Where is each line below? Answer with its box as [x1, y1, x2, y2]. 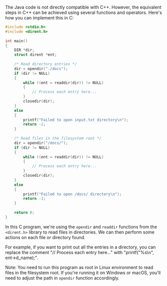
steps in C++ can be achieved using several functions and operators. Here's [5, 9, 162, 15]
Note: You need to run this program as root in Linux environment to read [5, 264, 153, 270]
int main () [5, 38, 28, 43]
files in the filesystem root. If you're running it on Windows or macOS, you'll [5, 270, 161, 276]
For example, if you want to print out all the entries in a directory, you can [5, 244, 156, 250]
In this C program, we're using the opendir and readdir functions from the [5, 224, 157, 230]
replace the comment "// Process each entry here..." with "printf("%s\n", [5, 249, 154, 255]
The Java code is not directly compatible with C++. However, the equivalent [5, 4, 161, 10]
